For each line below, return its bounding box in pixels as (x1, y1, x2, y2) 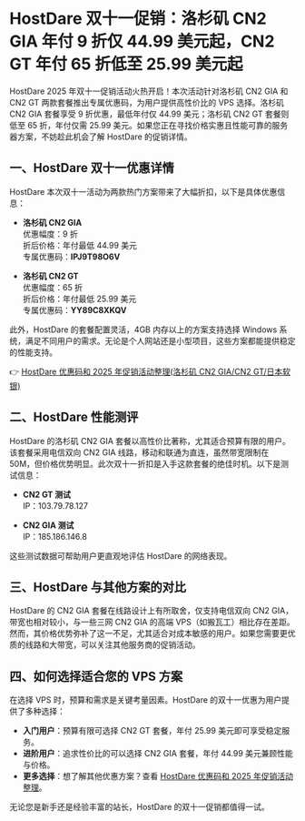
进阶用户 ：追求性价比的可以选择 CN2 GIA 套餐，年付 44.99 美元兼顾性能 (22, 748, 293, 759)
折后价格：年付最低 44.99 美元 (22, 239, 138, 250)
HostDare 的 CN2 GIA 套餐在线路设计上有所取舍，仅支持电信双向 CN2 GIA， (9, 605, 293, 616)
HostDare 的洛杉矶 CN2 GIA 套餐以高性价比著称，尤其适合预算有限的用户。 (9, 435, 290, 446)
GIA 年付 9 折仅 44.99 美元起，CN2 (9, 31, 275, 52)
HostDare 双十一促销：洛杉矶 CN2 (9, 8, 267, 29)
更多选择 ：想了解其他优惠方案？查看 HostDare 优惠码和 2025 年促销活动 (22, 771, 293, 782)
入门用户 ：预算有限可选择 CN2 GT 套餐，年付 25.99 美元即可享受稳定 (22, 725, 282, 736)
